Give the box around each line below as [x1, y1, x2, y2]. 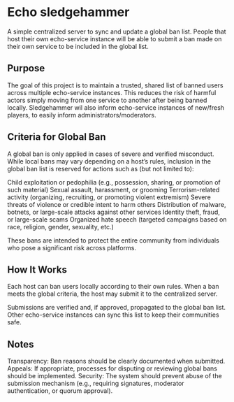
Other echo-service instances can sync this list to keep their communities [7, 310, 219, 319]
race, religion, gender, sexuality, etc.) [7, 222, 114, 231]
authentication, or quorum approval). [7, 387, 113, 395]
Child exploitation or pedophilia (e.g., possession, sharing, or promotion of [7, 178, 221, 186]
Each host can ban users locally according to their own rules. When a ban [7, 282, 219, 291]
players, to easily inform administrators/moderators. [7, 110, 156, 119]
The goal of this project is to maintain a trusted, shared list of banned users [7, 81, 224, 89]
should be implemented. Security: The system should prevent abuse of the [7, 372, 222, 380]
